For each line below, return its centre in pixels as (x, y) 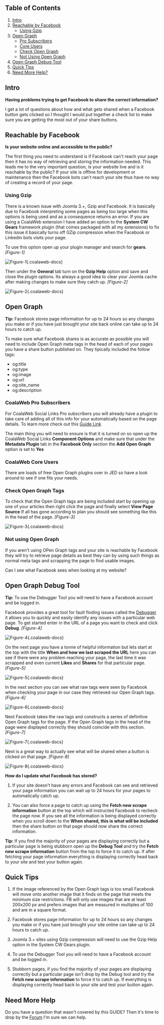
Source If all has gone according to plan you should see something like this (81, 512)
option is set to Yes (24, 449)
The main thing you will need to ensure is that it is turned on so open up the (81, 433)
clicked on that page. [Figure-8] (37, 756)
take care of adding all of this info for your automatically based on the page (81, 418)
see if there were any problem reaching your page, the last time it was (76, 657)
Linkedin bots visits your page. (36, 237)
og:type (20, 369)
